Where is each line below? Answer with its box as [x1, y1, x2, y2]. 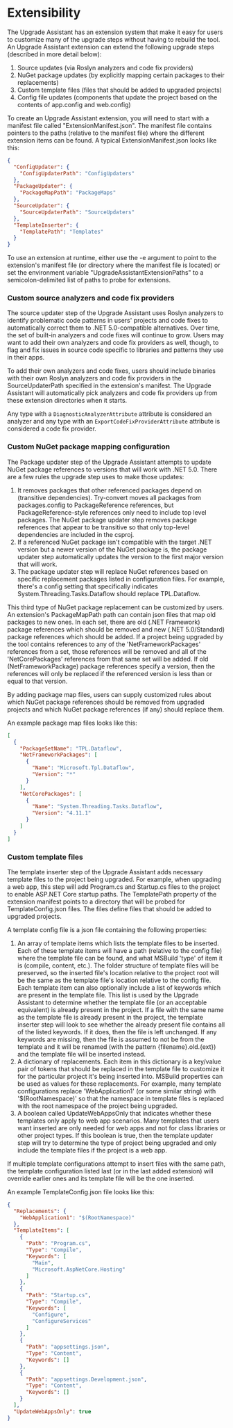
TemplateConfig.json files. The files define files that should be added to [7, 904, 212, 913]
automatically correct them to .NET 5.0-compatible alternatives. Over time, [7, 323, 221, 332]
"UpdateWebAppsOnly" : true [13, 1408, 92, 1415]
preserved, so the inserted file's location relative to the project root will [17, 968, 220, 977]
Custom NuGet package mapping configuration [7, 442, 171, 451]
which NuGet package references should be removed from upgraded [7, 698, 205, 706]
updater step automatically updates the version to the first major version [17, 552, 224, 561]
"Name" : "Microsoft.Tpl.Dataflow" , [32, 764, 135, 771]
